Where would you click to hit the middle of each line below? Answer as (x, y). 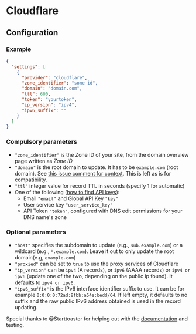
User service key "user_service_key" (68, 204)
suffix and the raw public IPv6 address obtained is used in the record (98, 301)
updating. (26, 307)
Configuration (32, 33)
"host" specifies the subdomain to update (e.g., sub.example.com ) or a (99, 245)
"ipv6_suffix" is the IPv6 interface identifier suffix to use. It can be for (99, 288)
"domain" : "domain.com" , (52, 89)
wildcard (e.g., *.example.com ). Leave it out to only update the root (94, 251)
